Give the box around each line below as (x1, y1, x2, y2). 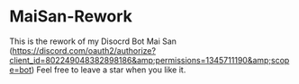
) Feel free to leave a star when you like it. (31, 64, 186, 75)
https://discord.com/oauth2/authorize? (12, 45, 156, 55)
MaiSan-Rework (9, 6, 133, 27)
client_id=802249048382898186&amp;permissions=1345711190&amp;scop (9, 55, 290, 65)
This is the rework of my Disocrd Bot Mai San (9, 36, 177, 46)
